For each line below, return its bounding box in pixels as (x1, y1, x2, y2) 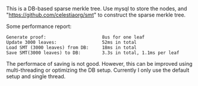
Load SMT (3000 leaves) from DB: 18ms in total (6, 44, 137, 50)
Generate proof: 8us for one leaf (6, 34, 145, 40)
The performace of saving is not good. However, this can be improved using (6, 60, 193, 67)
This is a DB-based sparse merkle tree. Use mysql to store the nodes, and (6, 5, 187, 12)
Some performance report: (6, 23, 72, 30)
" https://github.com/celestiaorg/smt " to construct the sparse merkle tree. (6, 11, 186, 18)
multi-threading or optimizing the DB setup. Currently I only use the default (6, 66, 190, 74)
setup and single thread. (6, 73, 66, 79)
